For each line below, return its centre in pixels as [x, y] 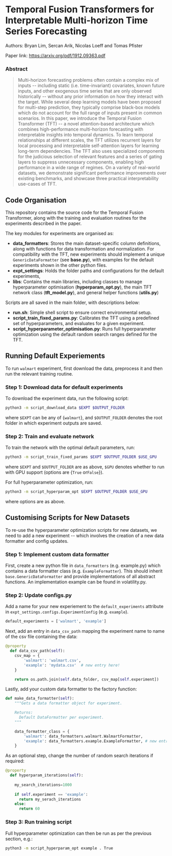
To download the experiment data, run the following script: [67, 398]
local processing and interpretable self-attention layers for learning [89, 146]
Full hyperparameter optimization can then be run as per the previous [79, 833]
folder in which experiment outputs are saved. [54, 423]
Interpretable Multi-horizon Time [77, 20]
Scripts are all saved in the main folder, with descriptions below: [72, 302]
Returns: [24, 713]
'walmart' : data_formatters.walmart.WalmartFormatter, [83, 736]
